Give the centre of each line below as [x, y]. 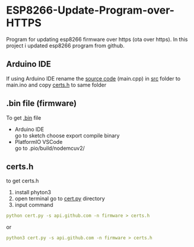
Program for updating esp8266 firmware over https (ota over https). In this [97, 39]
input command [34, 205]
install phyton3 [33, 193]
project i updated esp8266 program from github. [65, 46]
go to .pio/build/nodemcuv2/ [50, 148]
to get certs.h [23, 181]
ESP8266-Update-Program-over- [90, 10]
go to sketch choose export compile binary [67, 135]
